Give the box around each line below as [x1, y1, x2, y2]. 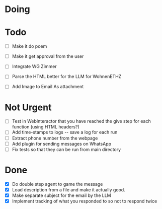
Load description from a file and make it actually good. [12, 186, 125, 192]
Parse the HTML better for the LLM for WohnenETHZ [12, 74, 122, 80]
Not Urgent [5, 102, 52, 113]
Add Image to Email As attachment [12, 84, 84, 90]
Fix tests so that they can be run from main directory [12, 146, 121, 152]
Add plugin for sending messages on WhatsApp [12, 141, 112, 147]
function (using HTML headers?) [12, 124, 80, 130]
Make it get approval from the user [12, 53, 84, 59]
